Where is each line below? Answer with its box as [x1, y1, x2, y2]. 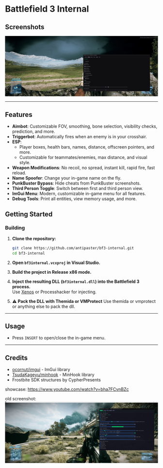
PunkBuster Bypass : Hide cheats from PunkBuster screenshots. [12, 180, 141, 186]
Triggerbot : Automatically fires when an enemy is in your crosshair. [12, 134, 147, 140]
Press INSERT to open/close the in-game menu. [12, 335, 106, 341]
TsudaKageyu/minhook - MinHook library [12, 372, 95, 378]
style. [19, 160, 31, 166]
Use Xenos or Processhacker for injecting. [12, 289, 97, 295]
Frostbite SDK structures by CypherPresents [12, 377, 101, 383]
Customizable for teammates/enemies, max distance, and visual [19, 154, 147, 160]
